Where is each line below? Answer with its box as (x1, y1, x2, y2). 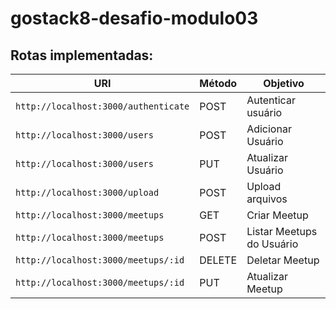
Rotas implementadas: (10, 47, 154, 64)
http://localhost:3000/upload (15, 187, 160, 198)
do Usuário (246, 237, 299, 251)
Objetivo (263, 77, 305, 90)
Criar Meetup (246, 208, 309, 222)
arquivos (246, 192, 288, 206)
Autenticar (246, 93, 296, 107)
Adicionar (246, 122, 292, 136)
